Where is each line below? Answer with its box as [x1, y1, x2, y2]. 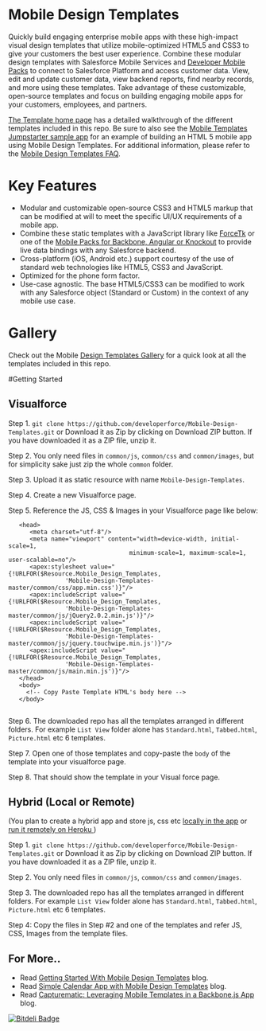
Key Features [8, 177, 98, 195]
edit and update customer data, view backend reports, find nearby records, [8, 74, 255, 84]
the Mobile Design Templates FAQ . [8, 149, 121, 158]
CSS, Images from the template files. [8, 929, 129, 939]
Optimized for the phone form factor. [19, 271, 141, 280]
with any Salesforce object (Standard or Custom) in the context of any [19, 287, 249, 297]
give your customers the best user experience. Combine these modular [8, 49, 241, 58]
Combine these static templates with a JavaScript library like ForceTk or [19, 228, 256, 238]
